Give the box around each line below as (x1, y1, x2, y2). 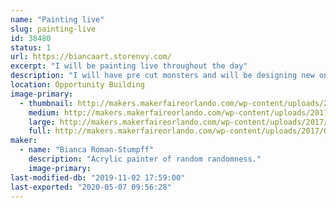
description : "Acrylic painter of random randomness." (28, 154, 262, 164)
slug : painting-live (10, 24, 97, 34)
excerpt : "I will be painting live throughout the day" (10, 61, 248, 71)
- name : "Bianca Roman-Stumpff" (19, 145, 155, 155)
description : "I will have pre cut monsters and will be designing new (10, 71, 315, 81)
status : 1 (10, 42, 52, 53)
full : (28, 126, 52, 136)
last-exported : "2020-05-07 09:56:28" (10, 182, 172, 192)
